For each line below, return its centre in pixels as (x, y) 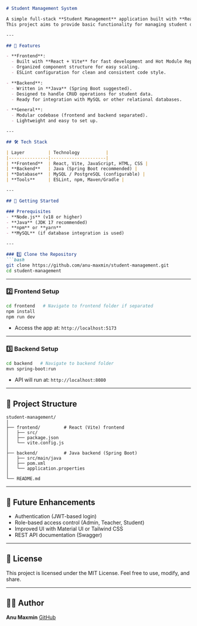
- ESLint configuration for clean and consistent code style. (89, 73)
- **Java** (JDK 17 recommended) (47, 223)
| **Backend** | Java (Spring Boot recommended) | (72, 169)
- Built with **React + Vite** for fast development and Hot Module (97, 61)
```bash (16, 260)
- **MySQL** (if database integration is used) (65, 233)
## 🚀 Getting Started (33, 201)
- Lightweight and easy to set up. (55, 121)
